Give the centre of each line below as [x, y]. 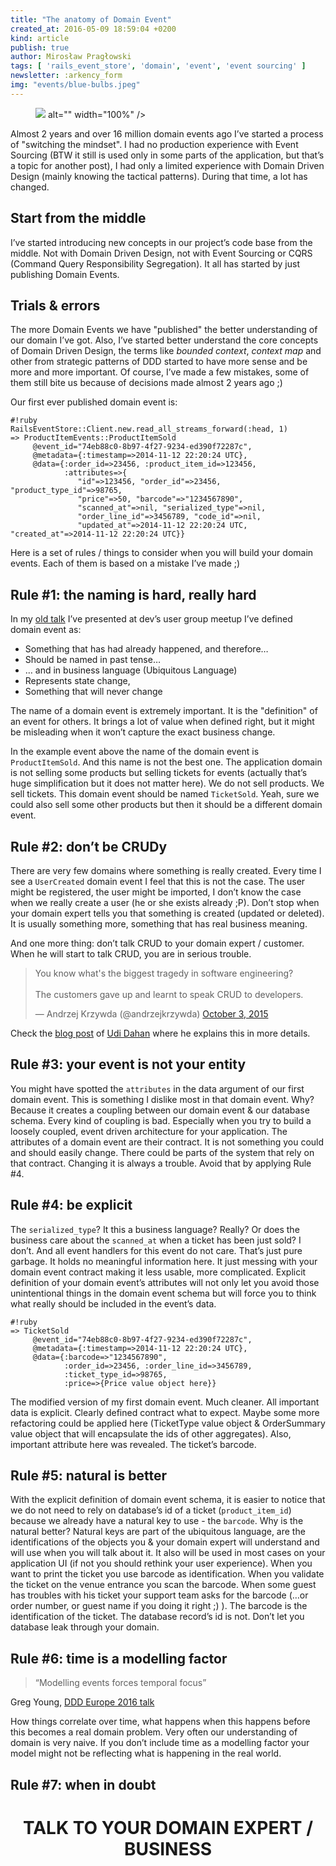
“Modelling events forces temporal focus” [120, 1683]
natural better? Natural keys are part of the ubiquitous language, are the [158, 1532]
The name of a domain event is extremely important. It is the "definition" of [164, 711]
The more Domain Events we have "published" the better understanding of [164, 330]
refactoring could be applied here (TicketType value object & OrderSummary [168, 1423]
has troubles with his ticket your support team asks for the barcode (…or [159, 1595]
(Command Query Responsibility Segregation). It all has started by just [155, 263]
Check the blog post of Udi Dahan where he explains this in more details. [160, 1033]
